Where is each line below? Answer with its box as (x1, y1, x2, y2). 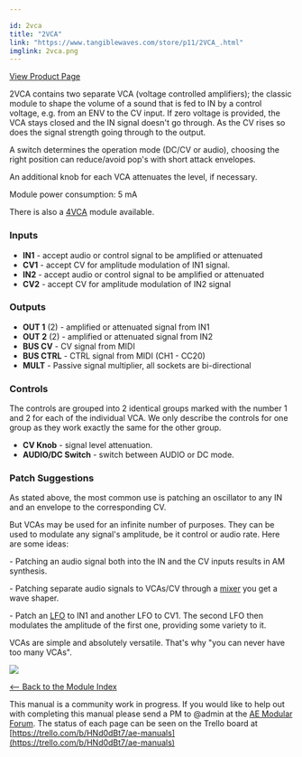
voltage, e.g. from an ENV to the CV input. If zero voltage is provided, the (9, 107, 281, 118)
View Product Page (9, 71, 81, 82)
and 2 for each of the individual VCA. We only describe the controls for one (9, 413, 288, 424)
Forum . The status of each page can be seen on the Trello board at (9, 718, 259, 729)
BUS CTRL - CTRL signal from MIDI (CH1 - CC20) (22, 350, 206, 361)
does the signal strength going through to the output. (9, 127, 206, 138)
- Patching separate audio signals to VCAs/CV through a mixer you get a (9, 584, 278, 594)
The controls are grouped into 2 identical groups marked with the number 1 (9, 403, 288, 414)
